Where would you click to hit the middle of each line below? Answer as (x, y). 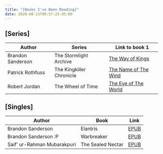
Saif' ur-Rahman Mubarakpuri (42, 145)
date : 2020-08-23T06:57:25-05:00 (39, 14)
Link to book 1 (132, 48)
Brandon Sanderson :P (33, 137)
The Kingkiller (70, 69)
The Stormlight (71, 55)
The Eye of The (126, 84)
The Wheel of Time (76, 86)
